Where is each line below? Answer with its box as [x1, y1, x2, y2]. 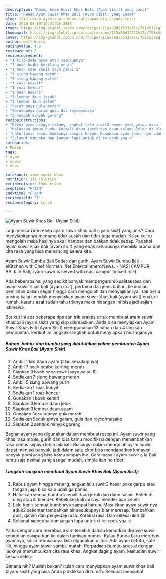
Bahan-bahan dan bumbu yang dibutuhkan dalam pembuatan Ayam [5, 341, 150, 347]
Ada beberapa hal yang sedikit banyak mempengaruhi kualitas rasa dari [5, 278, 151, 284]
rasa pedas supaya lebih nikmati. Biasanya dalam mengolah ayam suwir [5, 442, 151, 448]
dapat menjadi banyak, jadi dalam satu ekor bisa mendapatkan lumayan [5, 447, 151, 453]
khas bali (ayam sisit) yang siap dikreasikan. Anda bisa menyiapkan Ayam [5, 319, 155, 325]
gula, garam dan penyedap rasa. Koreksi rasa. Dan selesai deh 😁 [12, 512, 145, 519]
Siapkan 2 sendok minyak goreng [12, 421, 81, 427]
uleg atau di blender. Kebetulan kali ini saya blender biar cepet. [12, 497, 140, 503]
